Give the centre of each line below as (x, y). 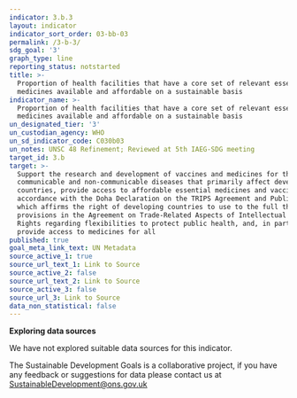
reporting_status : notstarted (65, 67)
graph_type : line (41, 59)
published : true (39, 240)
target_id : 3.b (37, 157)
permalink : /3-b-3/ (45, 42)
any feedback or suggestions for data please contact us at (116, 375)
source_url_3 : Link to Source (65, 298)
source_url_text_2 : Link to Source (75, 281)
